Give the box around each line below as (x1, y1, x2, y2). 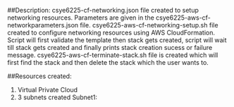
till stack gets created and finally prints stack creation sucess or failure (7, 44, 213, 51)
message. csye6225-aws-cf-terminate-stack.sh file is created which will (7, 51, 218, 59)
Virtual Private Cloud (17, 86, 78, 94)
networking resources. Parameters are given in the (7, 13, 155, 22)
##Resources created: (7, 72, 72, 80)
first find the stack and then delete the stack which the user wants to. (7, 58, 209, 66)
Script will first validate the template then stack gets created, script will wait (7, 36, 227, 44)
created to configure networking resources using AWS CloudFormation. (7, 28, 215, 37)
